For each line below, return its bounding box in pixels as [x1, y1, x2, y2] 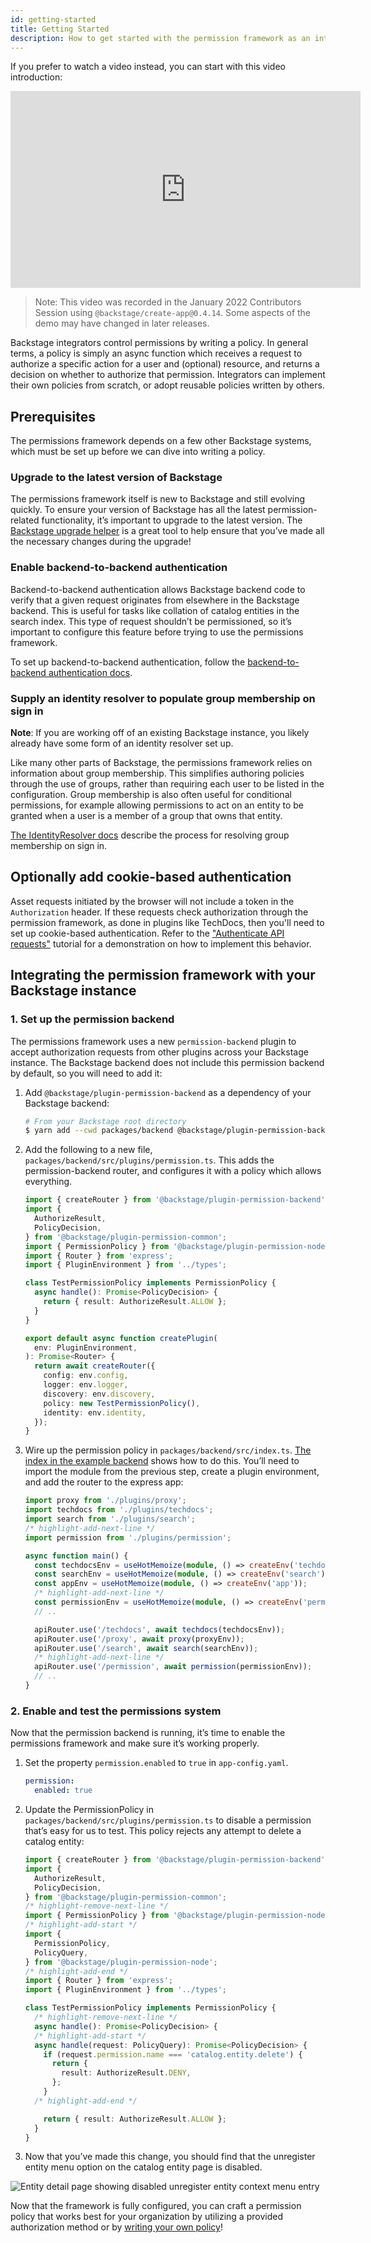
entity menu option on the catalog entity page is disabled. [24, 2161, 263, 2173]
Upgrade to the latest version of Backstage [10, 471, 223, 485]
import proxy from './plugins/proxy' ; [24, 1496, 187, 1506]
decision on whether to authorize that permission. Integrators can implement [10, 369, 326, 381]
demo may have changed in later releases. [34, 317, 210, 330]
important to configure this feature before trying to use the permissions [10, 626, 304, 638]
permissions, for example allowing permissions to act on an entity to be [10, 799, 304, 811]
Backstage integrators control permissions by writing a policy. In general [10, 337, 309, 349]
